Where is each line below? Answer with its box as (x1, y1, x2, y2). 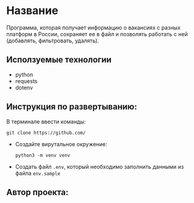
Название (6, 4, 59, 18)
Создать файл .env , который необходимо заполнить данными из (15, 163, 184, 170)
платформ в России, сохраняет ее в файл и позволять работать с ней (6, 30, 188, 37)
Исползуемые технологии (6, 54, 112, 65)
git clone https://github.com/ (6, 130, 86, 136)
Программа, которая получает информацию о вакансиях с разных (6, 24, 181, 31)
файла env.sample (15, 169, 61, 177)
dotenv (15, 84, 34, 91)
